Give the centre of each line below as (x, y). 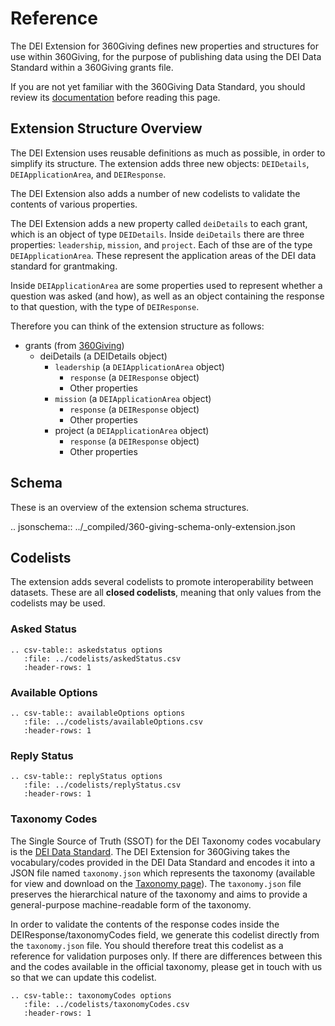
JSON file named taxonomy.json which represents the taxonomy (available (163, 873)
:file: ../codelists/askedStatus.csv (102, 658)
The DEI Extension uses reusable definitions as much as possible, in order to (168, 153)
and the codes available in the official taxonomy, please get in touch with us (166, 966)
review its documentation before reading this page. (115, 97)
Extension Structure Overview (106, 128)
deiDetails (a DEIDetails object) (103, 356)
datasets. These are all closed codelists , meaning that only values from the (166, 593)
